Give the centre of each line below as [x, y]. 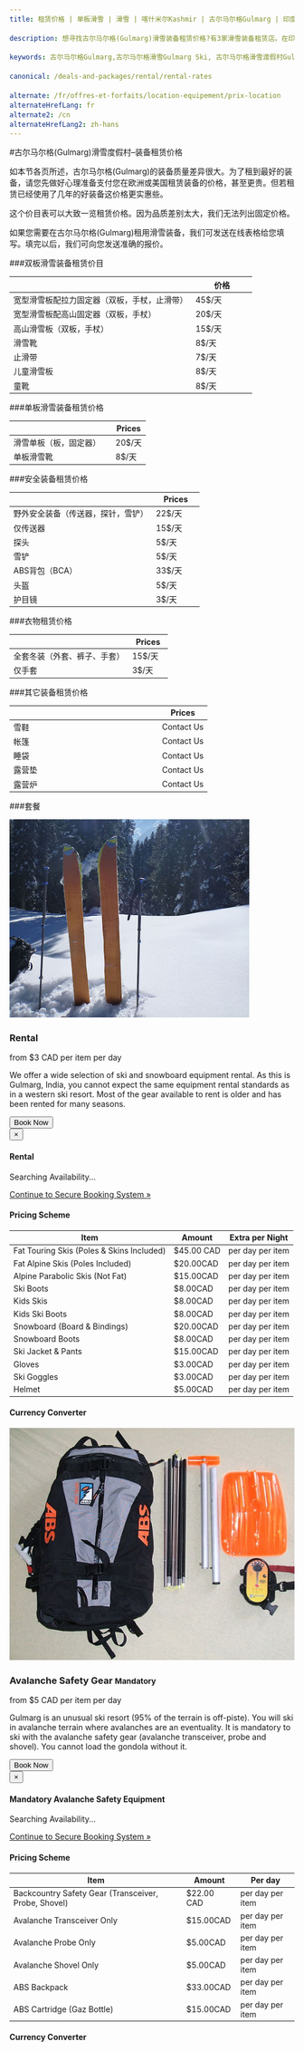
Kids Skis [30, 1301]
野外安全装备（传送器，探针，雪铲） [81, 514]
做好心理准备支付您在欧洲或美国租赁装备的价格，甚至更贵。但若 [167, 183]
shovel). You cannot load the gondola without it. [99, 1747]
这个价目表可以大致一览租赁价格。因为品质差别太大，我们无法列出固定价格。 [152, 214]
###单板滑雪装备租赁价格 [57, 407]
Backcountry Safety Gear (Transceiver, [85, 1893]
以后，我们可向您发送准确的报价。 [104, 244]
